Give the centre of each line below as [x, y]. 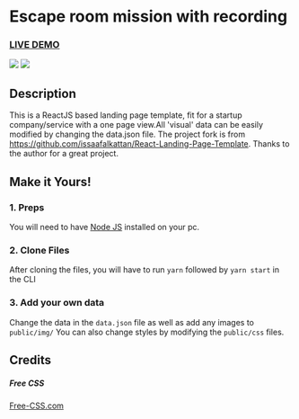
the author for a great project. [64, 154]
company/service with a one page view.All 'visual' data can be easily [136, 125]
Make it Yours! [50, 182]
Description [43, 93]
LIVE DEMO [35, 45]
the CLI [22, 280]
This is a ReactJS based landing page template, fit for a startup [126, 115]
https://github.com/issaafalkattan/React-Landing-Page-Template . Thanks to [149, 144]
